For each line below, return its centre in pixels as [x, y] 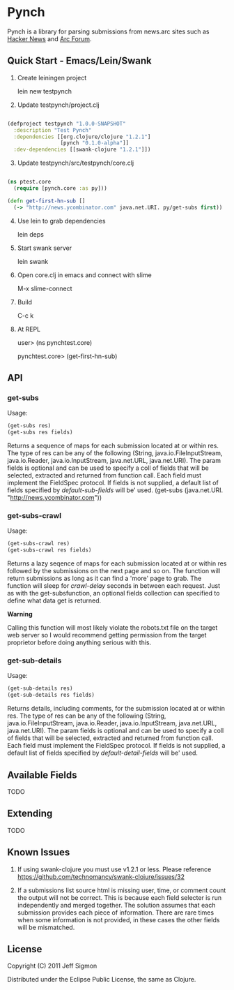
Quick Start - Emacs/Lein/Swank [79, 61]
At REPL [29, 329]
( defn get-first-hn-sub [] [46, 201]
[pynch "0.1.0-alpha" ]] [95, 143]
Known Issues [39, 852]
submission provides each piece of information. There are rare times [116, 913]
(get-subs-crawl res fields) [49, 550]
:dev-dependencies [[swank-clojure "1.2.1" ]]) [82, 150]
